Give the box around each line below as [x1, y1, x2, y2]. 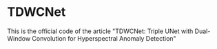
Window [7, 34, 31, 42]
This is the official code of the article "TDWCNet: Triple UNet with [7, 27, 194, 35]
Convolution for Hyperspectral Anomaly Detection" [32, 34, 177, 42]
